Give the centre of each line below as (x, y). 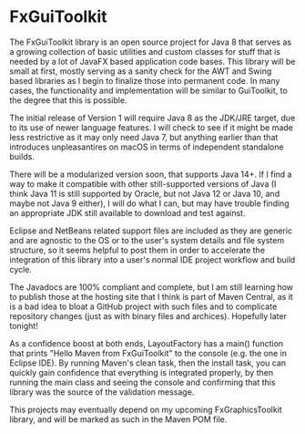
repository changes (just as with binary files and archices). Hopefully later (148, 315)
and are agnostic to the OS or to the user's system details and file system (147, 240)
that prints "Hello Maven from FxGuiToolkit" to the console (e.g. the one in (148, 353)
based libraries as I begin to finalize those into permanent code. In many (145, 80)
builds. (22, 156)
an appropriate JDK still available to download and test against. (127, 212)
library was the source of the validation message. (102, 392)
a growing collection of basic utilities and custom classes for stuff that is (145, 51)
